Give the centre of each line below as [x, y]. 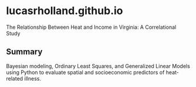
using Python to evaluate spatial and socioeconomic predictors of [85, 72]
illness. [33, 78]
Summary [24, 52]
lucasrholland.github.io [65, 11]
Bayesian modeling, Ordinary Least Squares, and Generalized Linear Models [98, 66]
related [15, 78]
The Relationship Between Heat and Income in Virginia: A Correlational [91, 27]
